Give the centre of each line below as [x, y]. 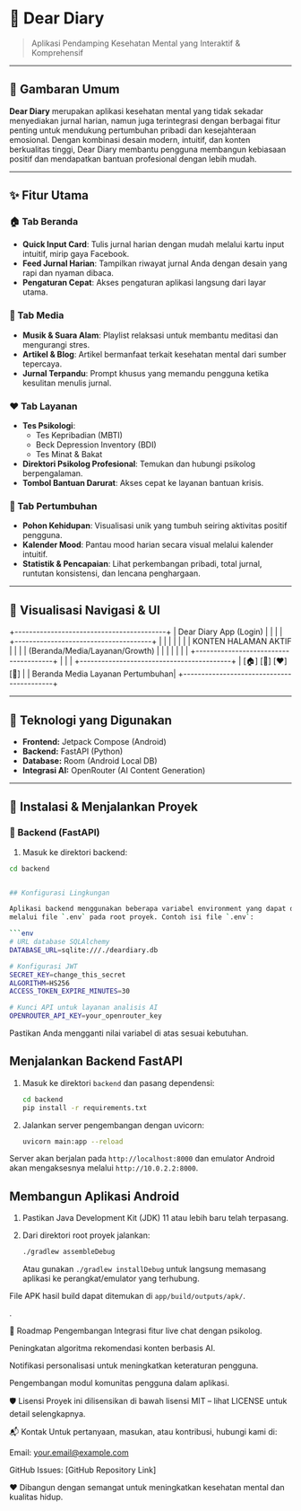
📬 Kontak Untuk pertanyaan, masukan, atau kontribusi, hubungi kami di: [143, 1432]
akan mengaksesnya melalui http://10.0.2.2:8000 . [104, 1168]
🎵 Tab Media [37, 315]
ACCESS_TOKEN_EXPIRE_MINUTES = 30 [69, 992]
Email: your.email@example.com [69, 1453]
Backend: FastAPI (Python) [73, 751]
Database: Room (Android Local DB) [90, 760]
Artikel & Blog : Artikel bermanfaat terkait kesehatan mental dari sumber [154, 354]
